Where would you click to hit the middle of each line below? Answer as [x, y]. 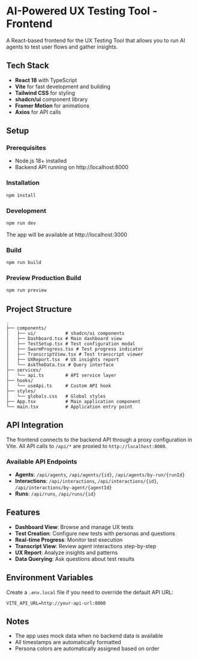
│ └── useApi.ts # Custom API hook [59, 386]
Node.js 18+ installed [41, 161]
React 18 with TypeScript [46, 80]
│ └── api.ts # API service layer [61, 375]
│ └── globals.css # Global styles [56, 396]
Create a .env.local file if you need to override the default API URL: [90, 592]
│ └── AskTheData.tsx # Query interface [60, 365]
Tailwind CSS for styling [45, 93]
